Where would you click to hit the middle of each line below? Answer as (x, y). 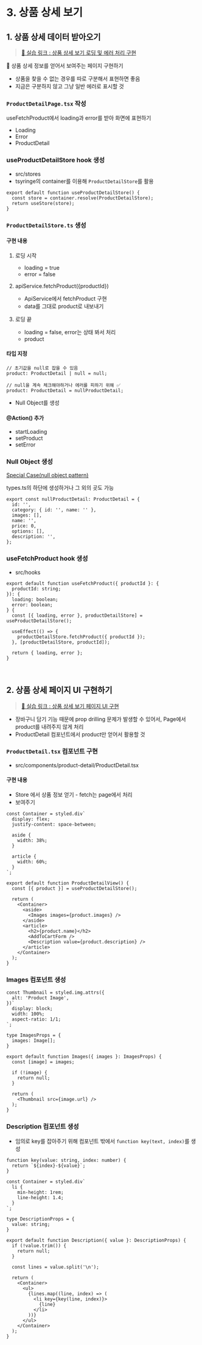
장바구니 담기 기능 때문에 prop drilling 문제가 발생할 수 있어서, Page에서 (100, 719)
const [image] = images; (43, 1062)
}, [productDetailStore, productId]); (61, 642)
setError (25, 445)
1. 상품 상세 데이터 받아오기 (54, 37)
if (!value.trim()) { (39, 1246)
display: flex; (31, 819)
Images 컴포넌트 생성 (36, 980)
